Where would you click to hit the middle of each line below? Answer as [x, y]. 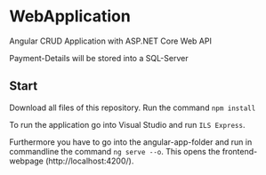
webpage [27, 161]
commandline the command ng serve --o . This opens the [115, 151]
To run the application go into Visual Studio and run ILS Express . [127, 124]
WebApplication [70, 16]
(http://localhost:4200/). [90, 161]
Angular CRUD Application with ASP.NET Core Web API [110, 41]
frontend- [240, 151]
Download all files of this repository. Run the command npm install [133, 107]
